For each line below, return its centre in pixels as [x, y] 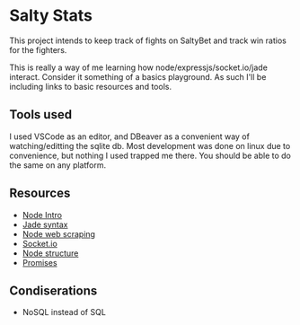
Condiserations [53, 290]
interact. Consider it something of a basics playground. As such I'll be [138, 76]
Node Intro [42, 215]
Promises [40, 262]
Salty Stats [51, 16]
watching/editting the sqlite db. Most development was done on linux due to [150, 145]
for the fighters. [38, 49]
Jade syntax [45, 224]
